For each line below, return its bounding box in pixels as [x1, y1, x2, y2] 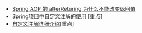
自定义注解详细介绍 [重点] [11, 20, 75, 27]
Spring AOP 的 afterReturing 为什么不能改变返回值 [11, 5, 136, 12]
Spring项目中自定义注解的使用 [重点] [11, 13, 103, 20]
